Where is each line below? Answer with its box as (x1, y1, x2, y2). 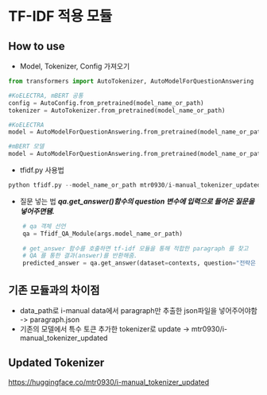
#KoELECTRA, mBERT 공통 (8, 91, 83, 99)
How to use (8, 39, 65, 52)
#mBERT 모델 (8, 142, 44, 151)
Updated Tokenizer (8, 356, 105, 370)
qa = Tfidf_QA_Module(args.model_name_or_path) (22, 230, 183, 238)
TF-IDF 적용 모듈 (8, 7, 113, 25)
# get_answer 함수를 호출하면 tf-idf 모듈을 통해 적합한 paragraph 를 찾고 (22, 244, 249, 253)
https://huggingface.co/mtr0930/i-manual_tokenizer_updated (8, 377, 210, 386)
